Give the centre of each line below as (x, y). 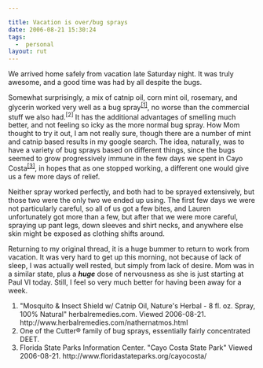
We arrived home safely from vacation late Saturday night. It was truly (121, 74)
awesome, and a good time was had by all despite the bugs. (105, 83)
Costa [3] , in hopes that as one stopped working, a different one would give (129, 167)
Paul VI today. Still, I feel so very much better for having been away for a (125, 282)
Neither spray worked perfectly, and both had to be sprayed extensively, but (131, 192)
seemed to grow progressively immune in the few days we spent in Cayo (126, 159)
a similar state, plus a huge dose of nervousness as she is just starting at (126, 274)
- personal (35, 44)
